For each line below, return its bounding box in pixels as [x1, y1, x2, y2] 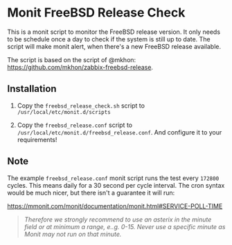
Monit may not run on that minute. [24, 230, 122, 238]
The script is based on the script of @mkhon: [7, 55, 136, 63]
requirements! [17, 135, 57, 144]
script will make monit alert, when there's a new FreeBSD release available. [7, 42, 222, 50]
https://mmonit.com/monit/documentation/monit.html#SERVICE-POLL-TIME [7, 202, 223, 210]
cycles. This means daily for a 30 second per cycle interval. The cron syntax [7, 181, 225, 189]
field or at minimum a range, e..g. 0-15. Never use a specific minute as [24, 222, 226, 231]
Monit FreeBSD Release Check [7, 5, 186, 21]
